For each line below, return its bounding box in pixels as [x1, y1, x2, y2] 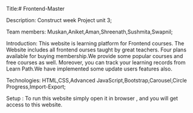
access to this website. [6, 101, 63, 108]
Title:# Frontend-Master [6, 5, 65, 12]
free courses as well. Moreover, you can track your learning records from [6, 59, 186, 66]
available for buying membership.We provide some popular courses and [6, 53, 183, 59]
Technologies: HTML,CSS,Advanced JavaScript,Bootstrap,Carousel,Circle [6, 77, 188, 84]
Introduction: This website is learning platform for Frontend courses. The [6, 40, 185, 47]
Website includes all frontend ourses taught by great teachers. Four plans [6, 46, 186, 53]
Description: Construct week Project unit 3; [6, 17, 112, 23]
